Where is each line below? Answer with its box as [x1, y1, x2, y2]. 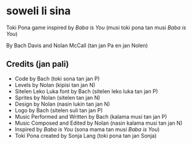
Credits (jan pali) [6, 59, 70, 69]
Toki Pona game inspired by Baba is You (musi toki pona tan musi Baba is [6, 24, 186, 31]
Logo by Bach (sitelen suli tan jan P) [14, 106, 103, 114]
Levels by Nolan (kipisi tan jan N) [14, 81, 96, 88]
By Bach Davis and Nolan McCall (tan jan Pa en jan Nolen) [6, 42, 148, 49]
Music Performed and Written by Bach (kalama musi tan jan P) [14, 113, 168, 120]
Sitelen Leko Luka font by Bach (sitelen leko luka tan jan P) [14, 88, 159, 95]
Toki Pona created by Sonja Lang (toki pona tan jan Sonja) [14, 132, 157, 139]
